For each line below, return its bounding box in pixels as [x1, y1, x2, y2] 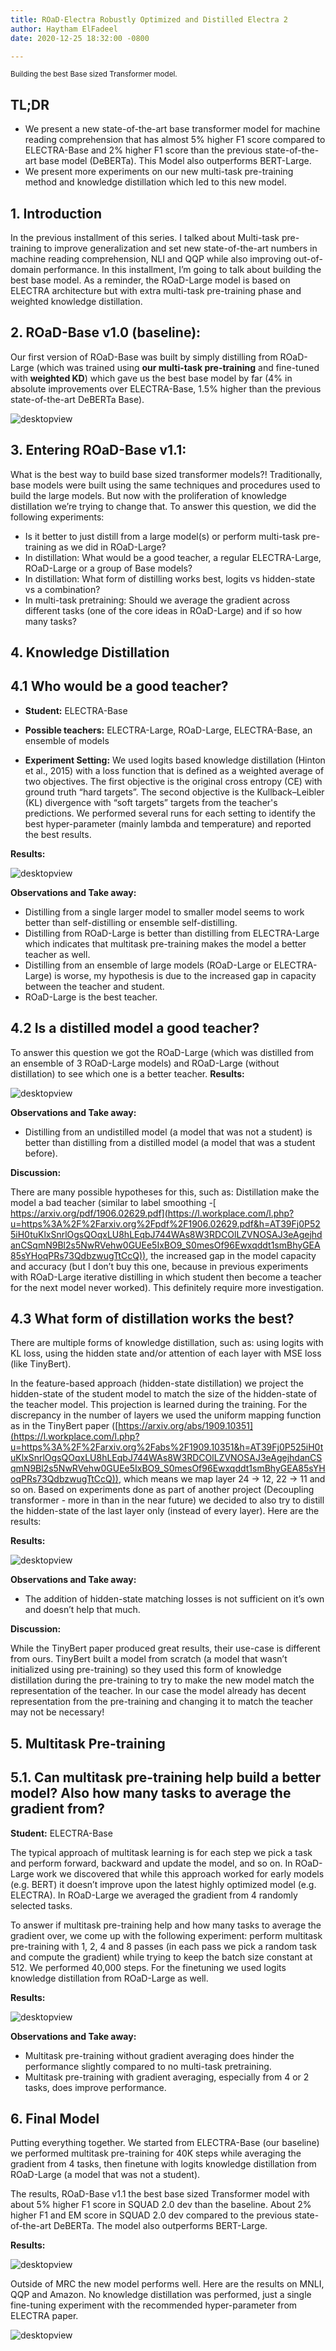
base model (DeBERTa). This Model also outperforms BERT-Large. [38, 155, 312, 167]
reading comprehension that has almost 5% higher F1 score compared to [24, 134, 326, 146]
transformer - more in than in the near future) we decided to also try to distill [10, 1494, 325, 1506]
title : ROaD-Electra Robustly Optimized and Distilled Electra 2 [10, 14, 288, 25]
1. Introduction [10, 205, 102, 222]
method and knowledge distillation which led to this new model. [24, 176, 287, 188]
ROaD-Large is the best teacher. [24, 991, 158, 1003]
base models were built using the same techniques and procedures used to [10, 479, 321, 491]
